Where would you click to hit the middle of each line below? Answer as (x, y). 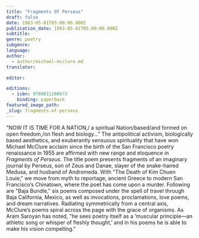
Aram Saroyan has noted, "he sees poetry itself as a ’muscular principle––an (99, 216)
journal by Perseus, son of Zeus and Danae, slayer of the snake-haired (93, 165)
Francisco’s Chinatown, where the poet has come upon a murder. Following (98, 184)
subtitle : (18, 34)
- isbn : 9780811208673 (40, 94)
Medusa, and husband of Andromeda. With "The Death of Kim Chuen (91, 172)
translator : (21, 67)
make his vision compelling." (41, 228)
